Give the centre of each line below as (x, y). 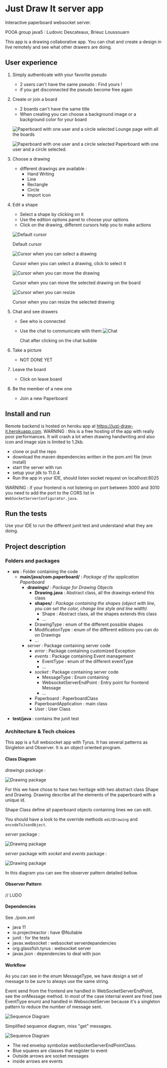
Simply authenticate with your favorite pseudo (59, 75)
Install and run (28, 414)
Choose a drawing (31, 159)
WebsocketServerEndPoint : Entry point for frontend (95, 682)
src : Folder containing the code (45, 572)
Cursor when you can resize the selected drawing (63, 302)
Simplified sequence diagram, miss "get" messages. (59, 1026)
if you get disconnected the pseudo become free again (76, 90)
